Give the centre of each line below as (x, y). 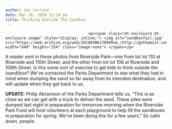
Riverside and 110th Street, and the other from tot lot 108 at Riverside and (82, 62)
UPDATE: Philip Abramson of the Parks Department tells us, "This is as (80, 94)
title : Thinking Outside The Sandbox (46, 20)
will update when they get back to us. (45, 84)
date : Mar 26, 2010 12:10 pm (36, 15)
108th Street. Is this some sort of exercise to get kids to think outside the (82, 68)
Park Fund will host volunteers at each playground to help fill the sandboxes (85, 110)
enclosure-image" (24, 38)
